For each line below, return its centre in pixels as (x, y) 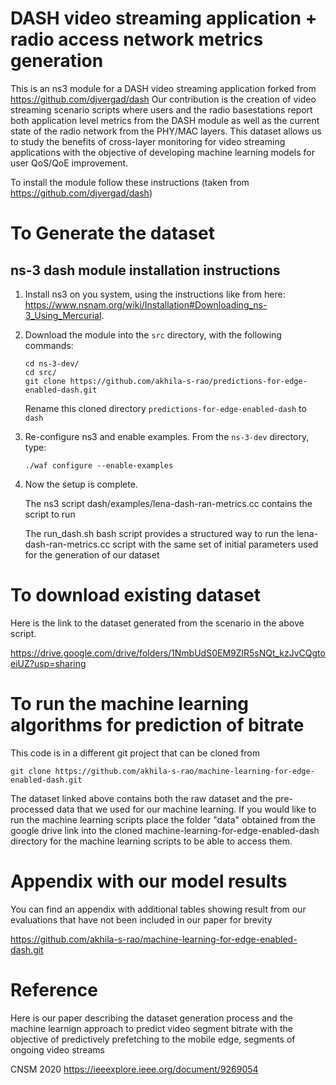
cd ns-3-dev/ (52, 363)
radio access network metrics (137, 39)
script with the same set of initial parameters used (215, 544)
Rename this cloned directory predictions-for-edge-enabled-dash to (165, 408)
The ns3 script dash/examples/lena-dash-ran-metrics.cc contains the (168, 503)
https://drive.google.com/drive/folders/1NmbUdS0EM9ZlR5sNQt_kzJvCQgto (168, 653)
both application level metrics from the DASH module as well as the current (165, 120)
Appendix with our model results (149, 881)
